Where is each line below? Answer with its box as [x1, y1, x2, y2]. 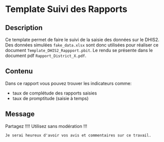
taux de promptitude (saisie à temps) [12, 95, 89, 101]
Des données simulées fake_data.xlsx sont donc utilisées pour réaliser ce [5, 42, 159, 48]
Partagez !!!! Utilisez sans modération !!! [5, 123, 88, 129]
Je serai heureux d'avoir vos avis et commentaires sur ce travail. [5, 132, 151, 138]
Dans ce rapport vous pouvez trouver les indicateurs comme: [5, 80, 132, 86]
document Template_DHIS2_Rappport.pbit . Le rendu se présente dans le [5, 47, 153, 53]
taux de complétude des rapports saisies [12, 90, 97, 96]
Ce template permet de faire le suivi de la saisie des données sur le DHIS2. [5, 36, 159, 42]
